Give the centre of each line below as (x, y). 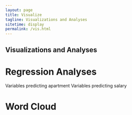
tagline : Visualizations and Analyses (46, 19)
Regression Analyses (51, 72)
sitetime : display (25, 24)
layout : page (19, 10)
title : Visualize (24, 15)
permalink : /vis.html (28, 29)
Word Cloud (31, 107)
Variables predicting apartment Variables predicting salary (66, 86)
